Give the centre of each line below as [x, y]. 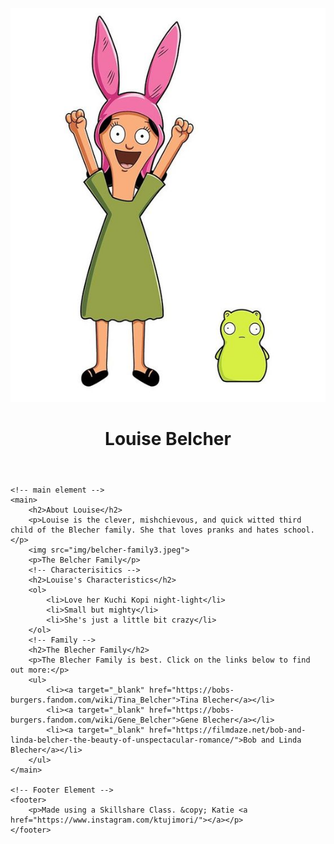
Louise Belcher [168, 439]
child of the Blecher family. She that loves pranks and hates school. [162, 530]
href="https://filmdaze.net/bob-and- [227, 730]
